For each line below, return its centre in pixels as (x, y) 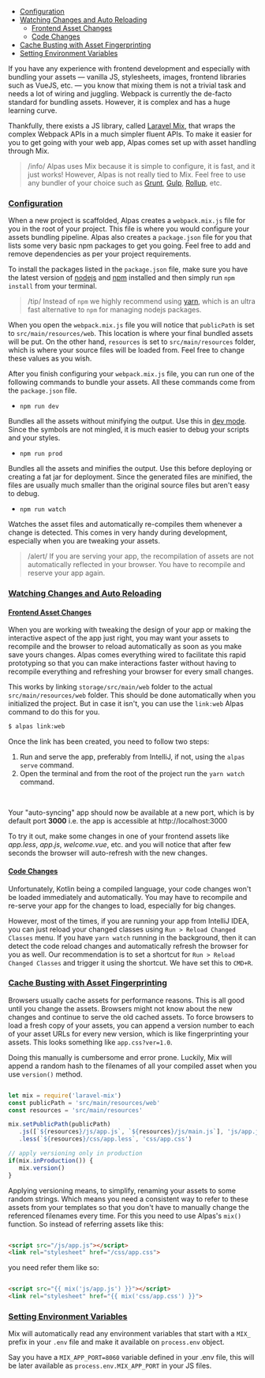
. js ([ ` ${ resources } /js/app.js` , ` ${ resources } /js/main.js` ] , (121, 1132)
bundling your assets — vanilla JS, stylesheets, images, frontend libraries (127, 77)
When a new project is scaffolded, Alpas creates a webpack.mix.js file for (127, 221)
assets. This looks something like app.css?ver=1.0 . (90, 1042)
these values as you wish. (50, 359)
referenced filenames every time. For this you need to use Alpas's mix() (125, 1216)
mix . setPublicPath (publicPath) (60, 1124)
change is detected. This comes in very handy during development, (118, 532)
